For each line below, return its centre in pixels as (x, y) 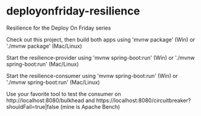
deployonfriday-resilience (73, 11)
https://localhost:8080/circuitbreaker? (143, 100)
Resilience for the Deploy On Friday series (59, 28)
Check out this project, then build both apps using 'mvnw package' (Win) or (101, 39)
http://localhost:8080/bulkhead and (51, 100)
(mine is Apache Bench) (90, 106)
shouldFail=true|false (33, 106)
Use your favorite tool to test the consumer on (64, 94)
